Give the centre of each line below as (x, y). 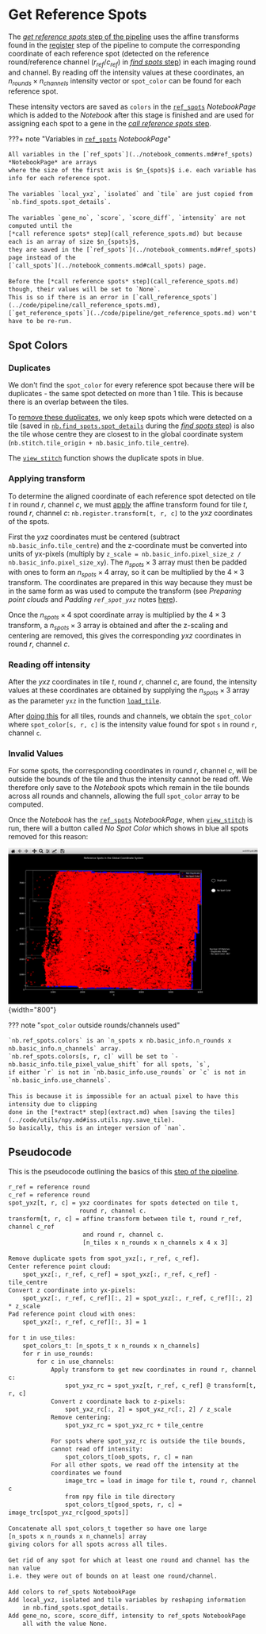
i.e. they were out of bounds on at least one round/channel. (113, 1576)
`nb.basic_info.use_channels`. (60, 1081)
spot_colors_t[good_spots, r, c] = (123, 1505)
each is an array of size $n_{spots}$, (74, 241)
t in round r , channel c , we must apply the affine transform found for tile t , (128, 504)
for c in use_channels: (76, 1362)
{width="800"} (32, 1010)
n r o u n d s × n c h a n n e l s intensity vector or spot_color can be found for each (125, 81)
